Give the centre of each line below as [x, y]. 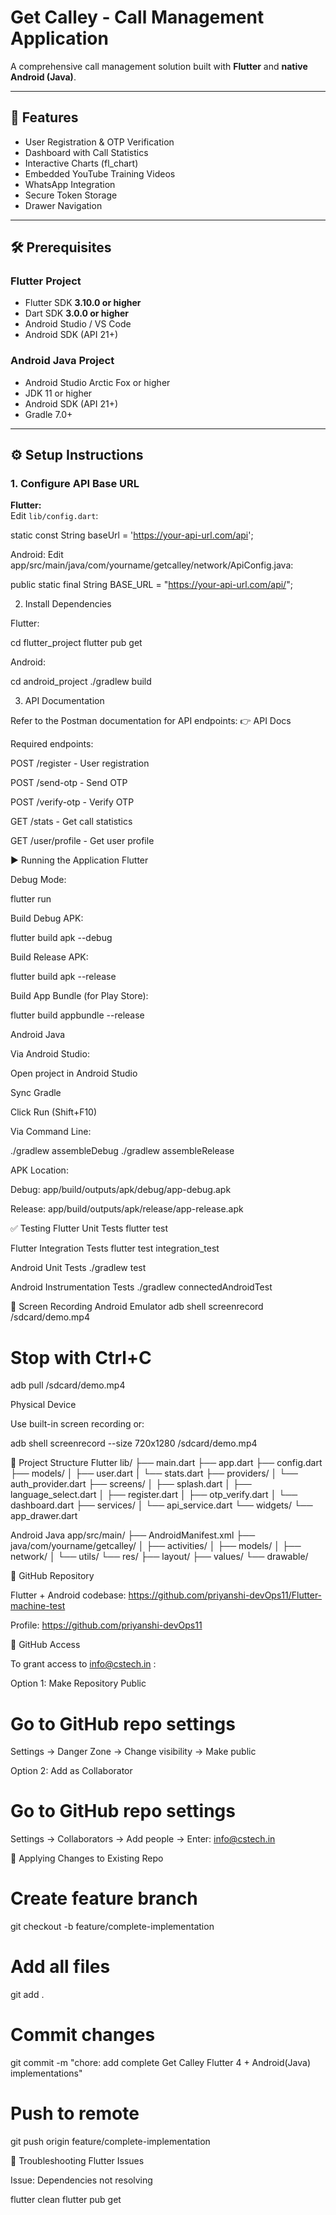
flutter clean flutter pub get [66, 2199]
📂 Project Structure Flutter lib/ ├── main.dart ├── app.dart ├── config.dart [166, 1463]
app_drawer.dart [44, 1516]
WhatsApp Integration [70, 184]
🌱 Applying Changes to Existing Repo [87, 1858]
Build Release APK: [49, 957]
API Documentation [64, 701]
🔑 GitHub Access [45, 1645]
